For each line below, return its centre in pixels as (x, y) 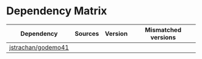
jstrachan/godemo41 (39, 47)
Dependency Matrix (57, 11)
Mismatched (163, 30)
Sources (87, 33)
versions (163, 37)
